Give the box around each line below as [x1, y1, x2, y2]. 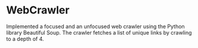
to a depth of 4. [6, 35, 44, 42]
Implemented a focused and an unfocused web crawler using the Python [6, 23, 185, 30]
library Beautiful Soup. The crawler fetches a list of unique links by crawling [6, 29, 192, 36]
